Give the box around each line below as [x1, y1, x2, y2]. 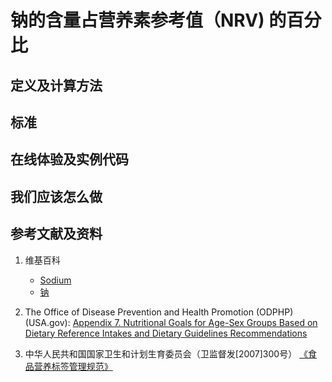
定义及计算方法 [10, 77, 103, 94]
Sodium [39, 274, 72, 286]
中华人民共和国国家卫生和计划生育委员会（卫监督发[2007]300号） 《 [24, 347, 309, 360]
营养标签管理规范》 [33, 360, 113, 372]
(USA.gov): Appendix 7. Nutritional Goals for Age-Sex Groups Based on [24, 316, 318, 328]
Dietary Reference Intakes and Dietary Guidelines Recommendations [24, 327, 308, 339]
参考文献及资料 [10, 226, 103, 243]
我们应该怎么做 [10, 188, 103, 205]
